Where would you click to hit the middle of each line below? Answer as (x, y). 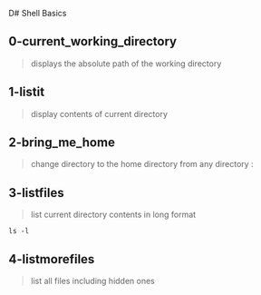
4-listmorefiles (52, 259)
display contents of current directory (99, 113)
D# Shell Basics (38, 13)
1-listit (27, 92)
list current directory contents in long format (113, 215)
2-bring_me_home (62, 143)
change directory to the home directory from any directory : (142, 164)
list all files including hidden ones (93, 281)
